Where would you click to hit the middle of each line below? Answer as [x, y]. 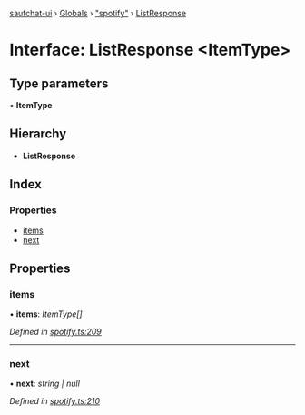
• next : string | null [44, 384]
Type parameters [59, 83]
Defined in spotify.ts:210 [55, 401]
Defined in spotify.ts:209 [56, 332]
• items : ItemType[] [46, 314]
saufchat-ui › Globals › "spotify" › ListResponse [98, 13]
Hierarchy [38, 134]
